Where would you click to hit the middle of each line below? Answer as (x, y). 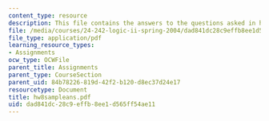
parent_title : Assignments (53, 68)
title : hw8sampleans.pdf (50, 97)
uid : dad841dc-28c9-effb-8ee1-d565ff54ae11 (82, 104)
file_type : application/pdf (55, 38)
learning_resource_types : (51, 45)
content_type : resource (48, 16)
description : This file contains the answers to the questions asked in (132, 23)
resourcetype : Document (48, 90)
